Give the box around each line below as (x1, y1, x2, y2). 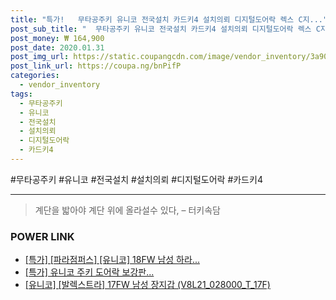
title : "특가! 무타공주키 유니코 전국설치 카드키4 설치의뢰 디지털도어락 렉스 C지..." (10, 14, 328, 25)
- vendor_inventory (19, 80, 101, 90)
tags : (10, 89, 33, 99)
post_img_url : (10, 52, 70, 62)
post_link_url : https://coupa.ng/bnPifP (10, 61, 182, 71)
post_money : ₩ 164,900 (10, 33, 105, 43)
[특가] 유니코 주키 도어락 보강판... (24, 266, 155, 278)
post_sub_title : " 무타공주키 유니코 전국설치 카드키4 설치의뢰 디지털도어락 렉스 (10, 24, 312, 34)
